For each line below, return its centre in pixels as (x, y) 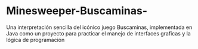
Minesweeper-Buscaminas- (77, 11)
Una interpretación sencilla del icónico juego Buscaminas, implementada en (99, 27)
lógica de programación (35, 40)
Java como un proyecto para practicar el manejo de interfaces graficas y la (98, 33)
